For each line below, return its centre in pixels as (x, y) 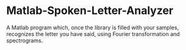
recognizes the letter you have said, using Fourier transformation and (93, 34)
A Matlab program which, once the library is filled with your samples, (93, 27)
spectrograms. (25, 40)
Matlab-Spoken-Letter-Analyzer (90, 11)
